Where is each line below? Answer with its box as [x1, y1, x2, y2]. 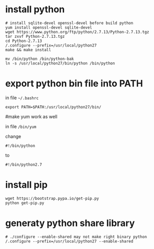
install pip [5, 179, 48, 191]
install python [5, 4, 65, 15]
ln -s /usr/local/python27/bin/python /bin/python [5, 60, 115, 66]
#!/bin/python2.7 [5, 162, 42, 167]
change [5, 133, 21, 139]
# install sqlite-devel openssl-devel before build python [5, 20, 134, 26]
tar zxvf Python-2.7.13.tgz [5, 34, 65, 39]
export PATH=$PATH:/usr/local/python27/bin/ [5, 104, 101, 109]
